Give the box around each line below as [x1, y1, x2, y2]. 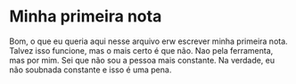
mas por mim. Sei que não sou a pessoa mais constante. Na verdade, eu [9, 55, 275, 65]
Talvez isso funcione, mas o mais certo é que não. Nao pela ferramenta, [9, 45, 274, 55]
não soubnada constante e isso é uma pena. [9, 64, 172, 75]
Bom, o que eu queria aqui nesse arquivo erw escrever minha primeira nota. [9, 36, 288, 46]
